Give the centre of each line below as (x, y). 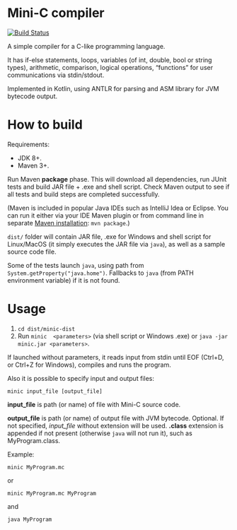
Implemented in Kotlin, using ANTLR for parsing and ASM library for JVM (113, 88)
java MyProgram (30, 519)
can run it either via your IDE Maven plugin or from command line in (105, 215)
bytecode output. (33, 96)
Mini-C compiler (56, 13)
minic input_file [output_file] (55, 391)
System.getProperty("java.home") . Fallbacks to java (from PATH (101, 273)
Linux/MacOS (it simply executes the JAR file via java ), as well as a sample (116, 244)
